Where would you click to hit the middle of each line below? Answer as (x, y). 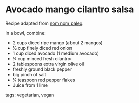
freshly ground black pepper (42, 69)
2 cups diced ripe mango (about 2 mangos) (57, 42)
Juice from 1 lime (30, 85)
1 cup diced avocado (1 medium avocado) (56, 53)
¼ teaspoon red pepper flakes (44, 80)
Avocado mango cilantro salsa (70, 9)
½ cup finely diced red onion (42, 48)
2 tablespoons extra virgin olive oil (48, 64)
